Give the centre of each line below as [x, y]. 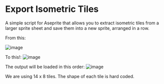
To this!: [13, 57]
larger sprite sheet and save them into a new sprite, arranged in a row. [77, 28]
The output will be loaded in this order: [45, 67]
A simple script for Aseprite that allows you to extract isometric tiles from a [82, 23]
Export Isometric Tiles [52, 9]
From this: [15, 38]
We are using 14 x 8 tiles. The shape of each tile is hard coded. [70, 76]
